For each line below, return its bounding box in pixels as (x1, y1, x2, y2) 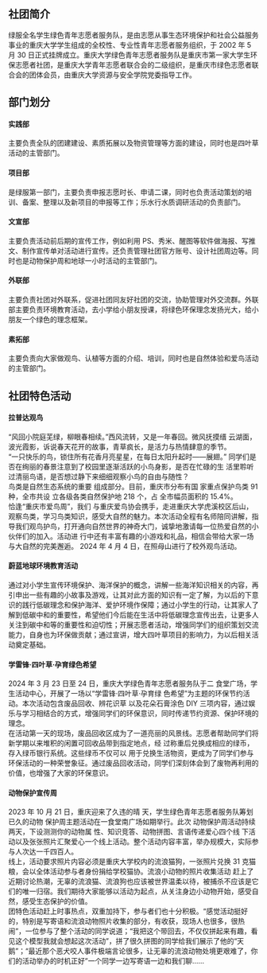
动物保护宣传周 (8, 788, 57, 797)
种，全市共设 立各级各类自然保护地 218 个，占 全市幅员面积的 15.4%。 (8, 492, 238, 501)
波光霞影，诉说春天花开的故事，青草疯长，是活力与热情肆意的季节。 (8, 442, 231, 451)
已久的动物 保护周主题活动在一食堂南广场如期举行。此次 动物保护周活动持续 (8, 817, 256, 827)
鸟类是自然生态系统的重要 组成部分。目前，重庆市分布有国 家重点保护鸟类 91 (8, 481, 258, 491)
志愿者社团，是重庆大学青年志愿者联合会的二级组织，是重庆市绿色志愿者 (14, 60, 252, 69)
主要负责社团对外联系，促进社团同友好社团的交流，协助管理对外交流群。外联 (8, 295, 259, 305)
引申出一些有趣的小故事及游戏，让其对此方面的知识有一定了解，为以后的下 (8, 590, 252, 600)
